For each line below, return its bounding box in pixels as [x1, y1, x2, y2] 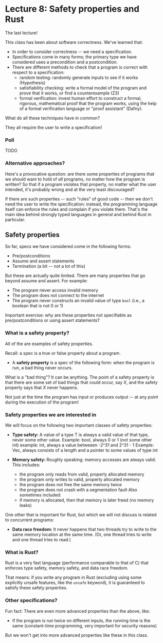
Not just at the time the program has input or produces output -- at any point [5, 394, 158, 400]
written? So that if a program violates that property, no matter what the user [5, 181, 157, 187]
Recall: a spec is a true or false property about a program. [5, 350, 121, 356]
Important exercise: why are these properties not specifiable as [5, 312, 132, 318]
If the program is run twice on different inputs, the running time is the [12, 617, 151, 624]
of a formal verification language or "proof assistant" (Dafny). [19, 106, 143, 111]
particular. [5, 217, 25, 222]
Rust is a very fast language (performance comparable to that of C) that [5, 560, 149, 566]
